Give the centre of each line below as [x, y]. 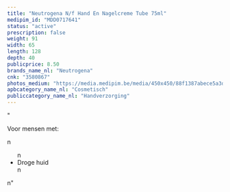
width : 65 [21, 45]
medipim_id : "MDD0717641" [44, 20]
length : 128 [24, 52]
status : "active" [32, 26]
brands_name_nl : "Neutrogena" [50, 70]
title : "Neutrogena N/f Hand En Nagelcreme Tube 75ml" [87, 13]
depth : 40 [21, 58]
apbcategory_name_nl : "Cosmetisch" [58, 90]
